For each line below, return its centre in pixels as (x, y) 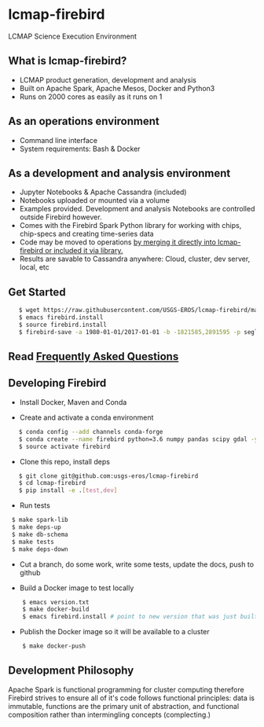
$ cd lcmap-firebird (52, 483)
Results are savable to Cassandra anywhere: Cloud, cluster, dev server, (135, 259)
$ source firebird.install (63, 325)
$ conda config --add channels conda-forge (91, 431)
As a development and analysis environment (119, 173)
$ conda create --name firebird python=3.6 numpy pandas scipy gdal (133, 439)
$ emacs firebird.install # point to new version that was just (130, 617)
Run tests (35, 505)
